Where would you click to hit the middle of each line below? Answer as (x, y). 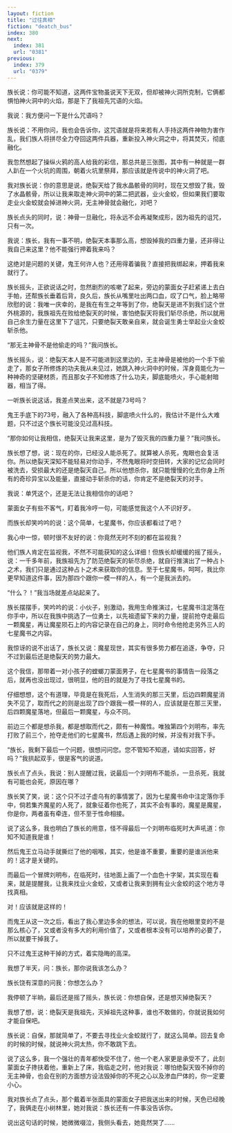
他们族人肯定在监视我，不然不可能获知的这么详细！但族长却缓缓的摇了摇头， (116, 552)
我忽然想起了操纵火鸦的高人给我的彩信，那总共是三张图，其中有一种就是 (110, 162)
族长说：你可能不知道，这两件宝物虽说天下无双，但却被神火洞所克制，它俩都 (116, 92)
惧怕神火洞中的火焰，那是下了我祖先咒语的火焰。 (77, 100)
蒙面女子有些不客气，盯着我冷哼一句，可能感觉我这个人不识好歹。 (101, 507)
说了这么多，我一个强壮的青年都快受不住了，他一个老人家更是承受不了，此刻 (116, 1058)
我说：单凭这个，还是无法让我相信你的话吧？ (71, 493)
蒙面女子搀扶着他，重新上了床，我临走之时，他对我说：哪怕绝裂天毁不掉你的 (116, 1067)
